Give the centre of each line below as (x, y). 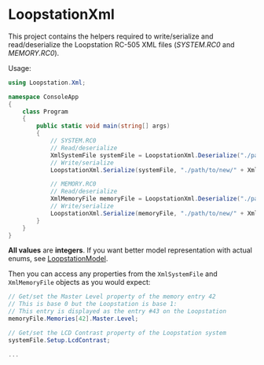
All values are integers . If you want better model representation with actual (130, 250)
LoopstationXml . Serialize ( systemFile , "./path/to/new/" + (147, 170)
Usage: (20, 68)
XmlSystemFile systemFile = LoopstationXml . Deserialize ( (145, 155)
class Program (45, 112)
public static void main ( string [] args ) (103, 126)
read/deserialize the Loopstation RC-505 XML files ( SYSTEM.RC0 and (121, 44)
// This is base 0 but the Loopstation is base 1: (93, 304)
